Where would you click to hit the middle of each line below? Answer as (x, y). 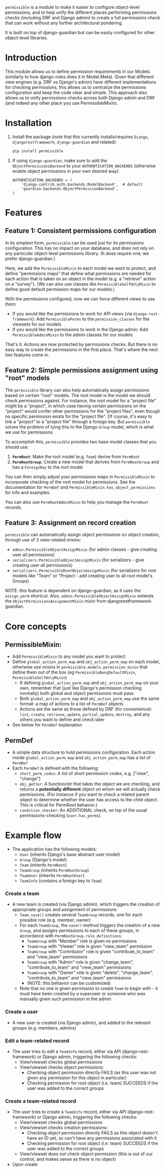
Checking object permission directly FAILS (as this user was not (92, 1073)
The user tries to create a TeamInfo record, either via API (69, 1112)
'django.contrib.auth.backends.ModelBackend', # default (82, 184)
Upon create (25, 1165)
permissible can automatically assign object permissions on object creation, (82, 535)
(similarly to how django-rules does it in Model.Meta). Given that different (80, 77)
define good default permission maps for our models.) (60, 289)
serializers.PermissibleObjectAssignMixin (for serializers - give (78, 560)
